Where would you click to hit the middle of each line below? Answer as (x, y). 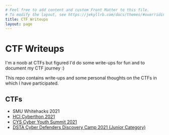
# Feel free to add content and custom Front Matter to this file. (77, 10)
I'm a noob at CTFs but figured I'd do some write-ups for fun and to (75, 63)
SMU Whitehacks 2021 (36, 111)
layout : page (19, 24)
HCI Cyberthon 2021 (34, 117)
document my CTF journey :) (35, 68)
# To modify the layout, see (36, 15)
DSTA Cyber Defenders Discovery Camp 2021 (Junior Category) (79, 127)
